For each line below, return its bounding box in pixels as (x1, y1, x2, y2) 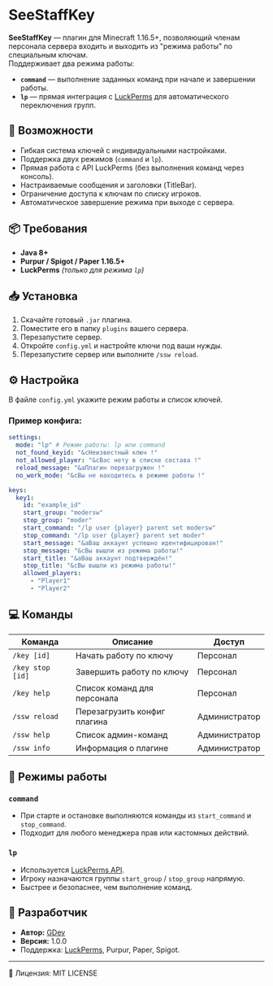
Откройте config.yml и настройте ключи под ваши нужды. (19, 341, 223, 351)
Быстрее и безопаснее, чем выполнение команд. (19, 882, 193, 892)
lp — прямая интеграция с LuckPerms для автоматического (19, 91, 229, 101)
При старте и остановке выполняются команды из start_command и (19, 811, 252, 821)
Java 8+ (19, 247, 49, 257)
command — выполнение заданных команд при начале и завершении (19, 74, 256, 84)
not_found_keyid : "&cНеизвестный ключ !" (15, 449, 158, 457)
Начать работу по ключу (76, 649, 173, 661)
